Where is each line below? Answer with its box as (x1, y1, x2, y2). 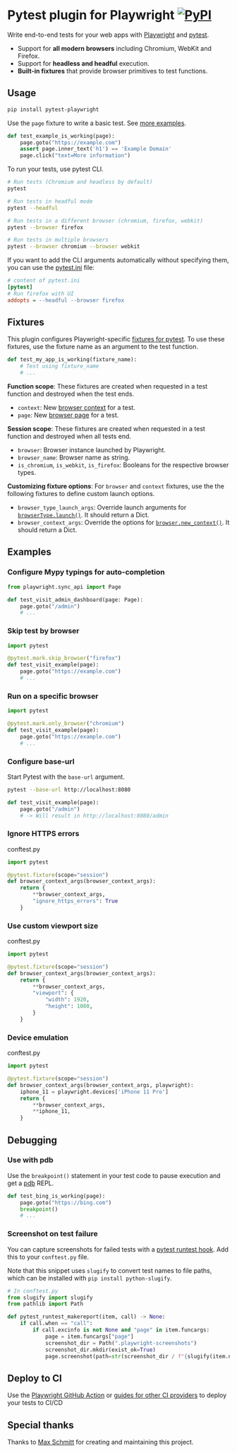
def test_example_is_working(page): (7, 132, 115, 139)
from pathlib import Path (7, 1300, 83, 1307)
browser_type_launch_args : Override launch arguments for (17, 503, 187, 512)
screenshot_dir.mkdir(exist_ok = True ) (44, 1346, 157, 1353)
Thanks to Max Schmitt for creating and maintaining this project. (7, 1438, 194, 1447)
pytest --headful (7, 204, 59, 211)
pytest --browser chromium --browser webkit (7, 243, 140, 250)
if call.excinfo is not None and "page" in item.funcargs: (32, 1326, 210, 1334)
